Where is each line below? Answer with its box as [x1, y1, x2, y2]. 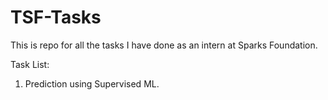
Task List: [10, 58, 50, 70]
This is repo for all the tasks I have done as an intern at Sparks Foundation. [10, 39, 318, 51]
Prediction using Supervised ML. [24, 77, 160, 90]
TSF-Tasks [10, 6, 102, 29]
